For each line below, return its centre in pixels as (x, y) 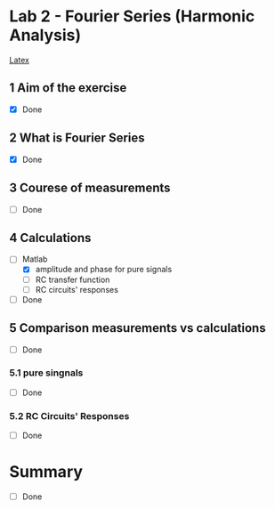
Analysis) (45, 35)
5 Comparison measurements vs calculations (137, 328)
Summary (46, 472)
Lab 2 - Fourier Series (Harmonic (132, 16)
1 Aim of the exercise (68, 88)
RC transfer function (73, 279)
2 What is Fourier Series (77, 138)
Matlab (35, 259)
